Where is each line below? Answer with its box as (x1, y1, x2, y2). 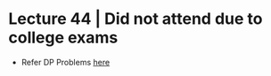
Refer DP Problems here (21, 57, 111, 67)
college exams (8, 27, 119, 48)
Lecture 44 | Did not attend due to (8, 9, 263, 29)
